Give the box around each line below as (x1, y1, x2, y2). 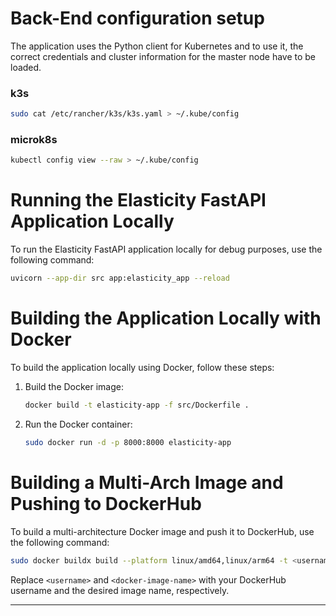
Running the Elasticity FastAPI (10, 189, 267, 212)
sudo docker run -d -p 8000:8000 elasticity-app (24, 437, 232, 447)
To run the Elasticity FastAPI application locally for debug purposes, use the (10, 243, 323, 256)
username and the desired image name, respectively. (10, 584, 230, 596)
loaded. (10, 61, 42, 73)
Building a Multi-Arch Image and (10, 471, 284, 494)
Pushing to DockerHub (10, 492, 202, 515)
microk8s (10, 133, 58, 147)
